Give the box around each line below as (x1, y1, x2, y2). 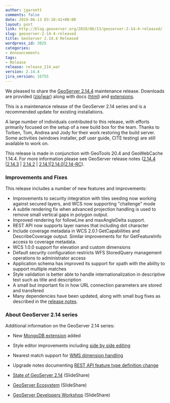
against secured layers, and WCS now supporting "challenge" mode (12, 201, 156, 207)
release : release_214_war (5, 64, 60, 69)
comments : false (5, 12, 40, 17)
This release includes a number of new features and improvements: (5, 185, 147, 192)
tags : (5, 55, 17, 60)
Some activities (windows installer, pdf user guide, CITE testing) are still (5, 135, 156, 141)
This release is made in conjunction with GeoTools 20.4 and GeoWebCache (5, 150, 163, 156)
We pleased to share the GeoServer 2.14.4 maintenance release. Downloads (5, 88, 164, 94)
